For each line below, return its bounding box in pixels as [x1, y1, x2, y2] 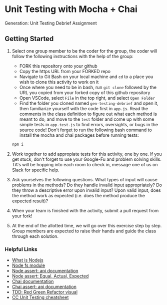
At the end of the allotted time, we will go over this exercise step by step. [11, 222, 162, 228]
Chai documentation [11, 278, 54, 284]
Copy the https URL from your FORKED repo [19, 68, 111, 74]
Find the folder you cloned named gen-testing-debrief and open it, [19, 100, 158, 106]
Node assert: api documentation [11, 267, 78, 273]
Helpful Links [4, 245, 38, 252]
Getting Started [4, 35, 54, 43]
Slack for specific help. [11, 167, 59, 173]
